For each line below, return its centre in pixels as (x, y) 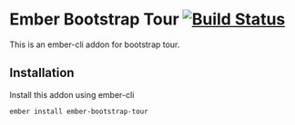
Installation (42, 73)
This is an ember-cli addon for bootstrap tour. (95, 44)
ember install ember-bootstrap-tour (79, 111)
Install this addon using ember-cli (72, 94)
